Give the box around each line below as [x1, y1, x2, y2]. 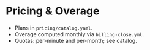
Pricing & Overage [6, 4, 100, 18]
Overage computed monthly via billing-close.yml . [14, 30, 144, 37]
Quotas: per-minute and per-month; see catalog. [14, 37, 137, 44]
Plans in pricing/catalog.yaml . [14, 24, 93, 31]
